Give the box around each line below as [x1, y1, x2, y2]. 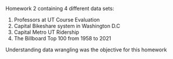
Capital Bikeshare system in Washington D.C [13, 23, 121, 29]
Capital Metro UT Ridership [13, 29, 79, 36]
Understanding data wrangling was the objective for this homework [5, 46, 167, 53]
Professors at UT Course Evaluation [13, 16, 100, 23]
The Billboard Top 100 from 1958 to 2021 [13, 35, 111, 41]
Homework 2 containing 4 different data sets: [5, 5, 114, 12]
